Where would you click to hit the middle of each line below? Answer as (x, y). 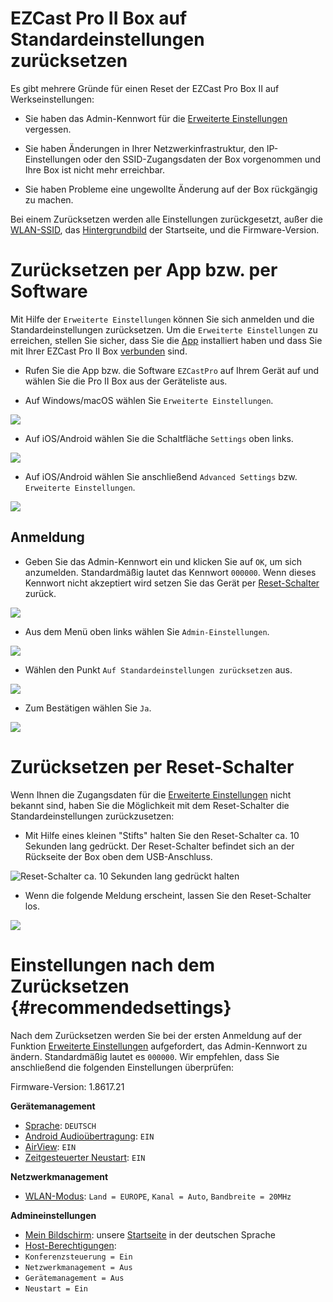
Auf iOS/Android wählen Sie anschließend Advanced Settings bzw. (161, 476)
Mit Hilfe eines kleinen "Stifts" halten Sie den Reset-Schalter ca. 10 (162, 835)
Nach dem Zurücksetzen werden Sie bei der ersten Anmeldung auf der (156, 1035)
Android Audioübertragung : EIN (89, 1136)
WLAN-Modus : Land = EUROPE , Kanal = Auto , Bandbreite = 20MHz (158, 1196)
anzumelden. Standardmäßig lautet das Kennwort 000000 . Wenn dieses (170, 572)
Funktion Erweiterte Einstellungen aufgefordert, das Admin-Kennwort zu (159, 1046)
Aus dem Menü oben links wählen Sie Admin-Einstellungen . (147, 631)
